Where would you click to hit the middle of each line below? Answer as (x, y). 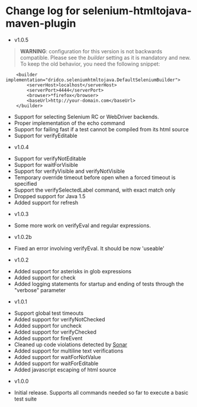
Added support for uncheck (48, 325)
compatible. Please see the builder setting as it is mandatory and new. (105, 57)
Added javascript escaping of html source (65, 369)
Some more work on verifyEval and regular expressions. (83, 225)
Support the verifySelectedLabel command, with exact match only (95, 190)
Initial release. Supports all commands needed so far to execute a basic (101, 392)
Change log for (43, 11)
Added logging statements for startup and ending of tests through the (99, 284)
